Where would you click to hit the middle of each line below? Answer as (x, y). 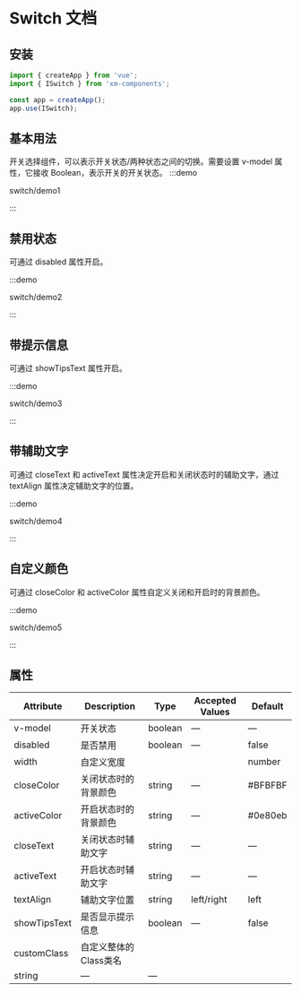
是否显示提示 (107, 917)
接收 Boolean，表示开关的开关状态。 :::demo (115, 173)
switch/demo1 (35, 191)
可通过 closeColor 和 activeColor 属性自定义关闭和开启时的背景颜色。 (138, 591)
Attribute (43, 706)
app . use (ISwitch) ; (43, 108)
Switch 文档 (53, 18)
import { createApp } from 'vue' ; (74, 75)
